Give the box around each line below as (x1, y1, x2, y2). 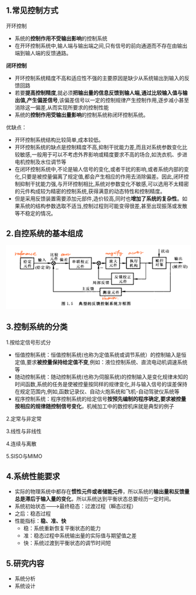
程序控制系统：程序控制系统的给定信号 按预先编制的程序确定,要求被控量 (14, 395, 187, 402)
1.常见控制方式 (6, 5, 59, 16)
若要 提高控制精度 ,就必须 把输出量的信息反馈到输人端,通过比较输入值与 (14, 89, 183, 96)
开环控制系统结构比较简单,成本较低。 (14, 136, 104, 143)
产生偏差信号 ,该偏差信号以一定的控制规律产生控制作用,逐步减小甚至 (26, 96, 190, 103)
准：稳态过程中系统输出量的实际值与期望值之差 (23, 532, 137, 539)
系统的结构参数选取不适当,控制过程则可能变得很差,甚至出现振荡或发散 (19, 202, 188, 209)
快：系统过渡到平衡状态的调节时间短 (23, 540, 111, 547)
